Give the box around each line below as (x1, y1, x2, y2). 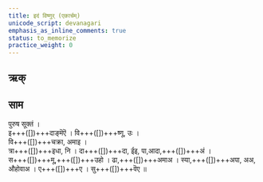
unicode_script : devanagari (8, 19, 102, 27)
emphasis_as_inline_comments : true (8, 26, 127, 34)
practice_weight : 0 (8, 42, 73, 49)
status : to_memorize (8, 34, 77, 42)
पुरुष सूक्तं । (8, 119, 41, 129)
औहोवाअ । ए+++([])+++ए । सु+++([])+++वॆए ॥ (8, 164, 147, 174)
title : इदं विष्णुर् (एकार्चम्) (8, 11, 81, 20)
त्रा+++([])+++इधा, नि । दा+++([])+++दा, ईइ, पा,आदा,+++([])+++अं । (8, 146, 212, 156)
